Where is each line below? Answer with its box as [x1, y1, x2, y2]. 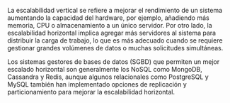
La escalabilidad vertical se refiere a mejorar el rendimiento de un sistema [7, 6, 223, 14]
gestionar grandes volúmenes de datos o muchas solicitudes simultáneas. [7, 44, 224, 52]
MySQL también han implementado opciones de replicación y [7, 80, 188, 88]
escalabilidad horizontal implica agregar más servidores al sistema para [7, 28, 217, 37]
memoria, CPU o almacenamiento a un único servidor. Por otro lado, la [7, 21, 212, 29]
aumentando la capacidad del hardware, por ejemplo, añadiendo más [7, 13, 210, 22]
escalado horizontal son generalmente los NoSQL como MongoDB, [7, 65, 203, 73]
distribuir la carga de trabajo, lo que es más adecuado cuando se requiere [7, 36, 223, 45]
